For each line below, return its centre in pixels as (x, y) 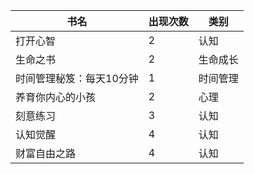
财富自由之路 (46, 153)
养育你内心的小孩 (56, 97)
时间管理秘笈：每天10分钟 (77, 78)
